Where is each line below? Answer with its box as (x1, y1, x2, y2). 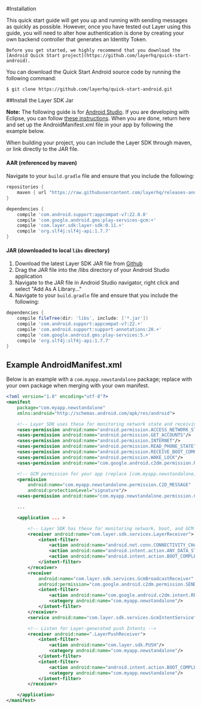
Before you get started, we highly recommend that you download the (6, 47, 181, 53)
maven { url (17, 190, 47, 196)
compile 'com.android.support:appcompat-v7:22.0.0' (17, 211, 148, 217)
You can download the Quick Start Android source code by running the (6, 68, 181, 75)
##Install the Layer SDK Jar (6, 97, 74, 104)
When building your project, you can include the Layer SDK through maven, (6, 139, 193, 146)
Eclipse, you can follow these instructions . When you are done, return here (6, 115, 190, 122)
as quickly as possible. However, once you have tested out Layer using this (6, 23, 191, 30)
